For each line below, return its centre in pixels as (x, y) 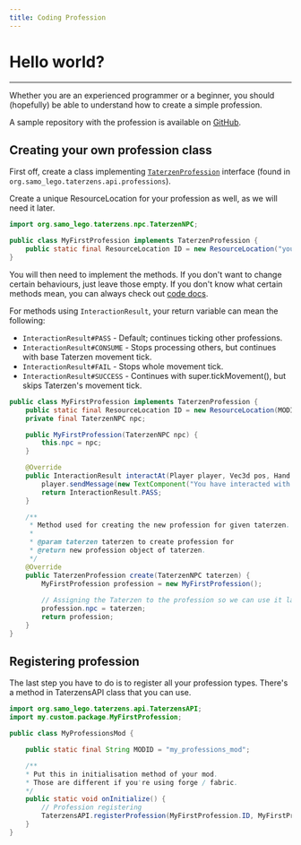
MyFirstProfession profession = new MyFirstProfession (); (152, 583)
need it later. (32, 208)
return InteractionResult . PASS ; (102, 492)
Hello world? (57, 61)
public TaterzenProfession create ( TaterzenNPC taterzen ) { (138, 575)
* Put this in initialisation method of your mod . (122, 774)
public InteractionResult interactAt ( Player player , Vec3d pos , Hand (158, 476)
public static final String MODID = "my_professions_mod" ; (138, 750)
